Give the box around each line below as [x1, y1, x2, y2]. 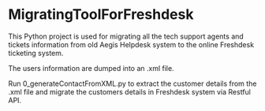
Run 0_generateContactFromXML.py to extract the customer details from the [8, 79, 257, 88]
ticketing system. [8, 48, 64, 57]
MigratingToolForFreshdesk [8, 6, 194, 24]
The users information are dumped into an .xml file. [8, 63, 175, 72]
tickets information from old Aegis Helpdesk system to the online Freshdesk [8, 39, 255, 49]
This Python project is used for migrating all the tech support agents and [8, 31, 244, 41]
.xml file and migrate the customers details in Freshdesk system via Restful [8, 87, 251, 96]
